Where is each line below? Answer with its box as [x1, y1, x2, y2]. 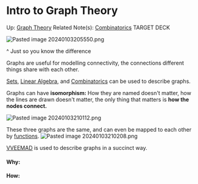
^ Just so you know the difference [6, 47, 91, 55]
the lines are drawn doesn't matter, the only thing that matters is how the [6, 96, 189, 103]
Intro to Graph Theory [6, 4, 118, 18]
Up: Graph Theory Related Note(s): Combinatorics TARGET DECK [6, 24, 171, 31]
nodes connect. [6, 102, 48, 110]
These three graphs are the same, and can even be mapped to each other [6, 126, 192, 133]
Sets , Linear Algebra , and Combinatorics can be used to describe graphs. [6, 77, 191, 85]
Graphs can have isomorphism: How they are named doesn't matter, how [6, 89, 192, 96]
